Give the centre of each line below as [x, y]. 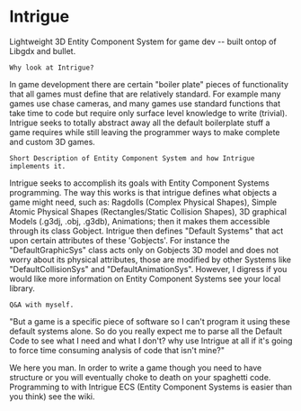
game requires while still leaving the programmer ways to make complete [145, 132]
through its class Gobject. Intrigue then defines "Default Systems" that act [146, 231]
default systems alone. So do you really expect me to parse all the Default [146, 331]
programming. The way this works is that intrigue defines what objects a [143, 192]
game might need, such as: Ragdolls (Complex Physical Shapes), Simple [143, 202]
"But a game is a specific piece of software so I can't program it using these [150, 321]
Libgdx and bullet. [43, 50]
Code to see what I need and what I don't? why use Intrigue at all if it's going [151, 341]
